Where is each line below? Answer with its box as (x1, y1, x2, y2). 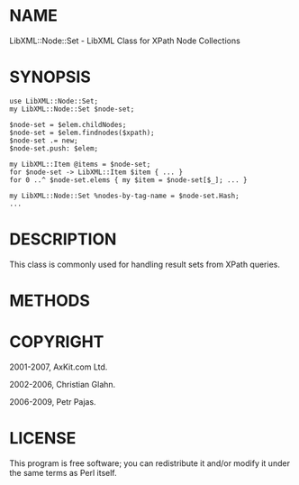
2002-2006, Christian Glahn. (9, 379, 116, 389)
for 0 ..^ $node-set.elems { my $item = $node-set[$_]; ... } (9, 175, 248, 185)
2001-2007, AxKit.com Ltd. (9, 361, 108, 372)
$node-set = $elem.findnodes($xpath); (9, 128, 155, 137)
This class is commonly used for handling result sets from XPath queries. (9, 259, 281, 270)
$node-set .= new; (9, 136, 78, 145)
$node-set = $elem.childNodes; (9, 120, 127, 129)
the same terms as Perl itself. (9, 467, 117, 478)
